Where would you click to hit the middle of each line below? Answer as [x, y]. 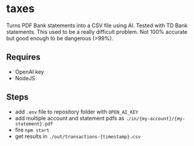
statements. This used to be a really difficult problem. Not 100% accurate [97, 31]
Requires [23, 57]
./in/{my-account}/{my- [155, 119]
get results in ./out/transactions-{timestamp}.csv [78, 136]
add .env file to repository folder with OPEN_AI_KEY [77, 112]
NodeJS [25, 78]
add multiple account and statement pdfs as [70, 118]
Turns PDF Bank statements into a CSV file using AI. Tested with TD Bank [97, 25]
